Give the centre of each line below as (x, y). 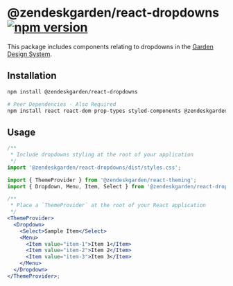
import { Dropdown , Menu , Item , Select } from (76, 186)
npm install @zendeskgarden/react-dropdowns (72, 91)
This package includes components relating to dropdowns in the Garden (110, 46)
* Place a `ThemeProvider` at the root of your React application (108, 206)
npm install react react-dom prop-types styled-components (94, 111)
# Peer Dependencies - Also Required (62, 104)
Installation (32, 76)
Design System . (29, 54)
